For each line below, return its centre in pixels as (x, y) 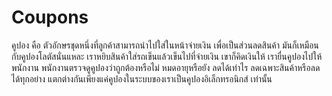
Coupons (50, 17)
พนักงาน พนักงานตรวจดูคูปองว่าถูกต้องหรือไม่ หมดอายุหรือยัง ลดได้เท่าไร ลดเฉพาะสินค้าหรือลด (166, 67)
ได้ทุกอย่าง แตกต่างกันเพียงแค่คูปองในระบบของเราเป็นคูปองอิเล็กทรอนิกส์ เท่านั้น (142, 78)
